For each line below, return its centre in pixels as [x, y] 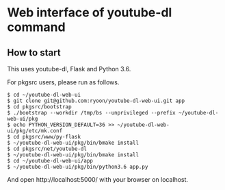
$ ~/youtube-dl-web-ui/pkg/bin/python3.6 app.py [78, 167]
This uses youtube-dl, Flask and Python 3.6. [69, 69]
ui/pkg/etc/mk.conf [35, 131]
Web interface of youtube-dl [90, 13]
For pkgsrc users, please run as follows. [63, 82]
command [37, 27]
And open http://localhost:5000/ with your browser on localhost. [98, 179]
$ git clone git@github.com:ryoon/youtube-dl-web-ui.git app [96, 101]
